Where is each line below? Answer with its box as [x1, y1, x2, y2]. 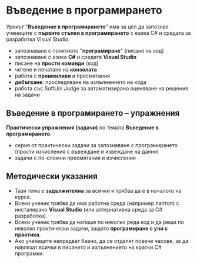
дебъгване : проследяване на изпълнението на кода [14, 78, 147, 86]
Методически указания [6, 171, 98, 181]
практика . [14, 231, 41, 238]
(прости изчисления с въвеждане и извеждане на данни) [14, 148, 159, 155]
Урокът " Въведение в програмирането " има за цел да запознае [6, 23, 169, 30]
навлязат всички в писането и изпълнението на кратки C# [14, 243, 162, 251]
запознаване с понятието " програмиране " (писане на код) [14, 47, 164, 54]
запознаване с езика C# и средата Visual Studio [14, 53, 137, 60]
